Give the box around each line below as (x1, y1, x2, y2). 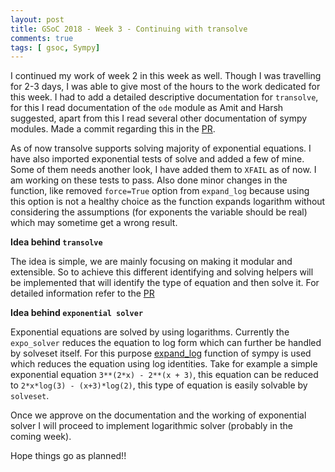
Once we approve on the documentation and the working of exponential (10, 409, 307, 421)
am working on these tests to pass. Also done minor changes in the (10, 174, 288, 186)
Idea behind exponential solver (10, 307, 144, 319)
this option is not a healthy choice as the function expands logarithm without (10, 196, 326, 208)
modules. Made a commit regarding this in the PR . (10, 123, 216, 135)
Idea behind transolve (10, 236, 103, 248)
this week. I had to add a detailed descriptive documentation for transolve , (10, 91, 319, 103)
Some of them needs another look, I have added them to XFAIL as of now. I (10, 164, 317, 176)
